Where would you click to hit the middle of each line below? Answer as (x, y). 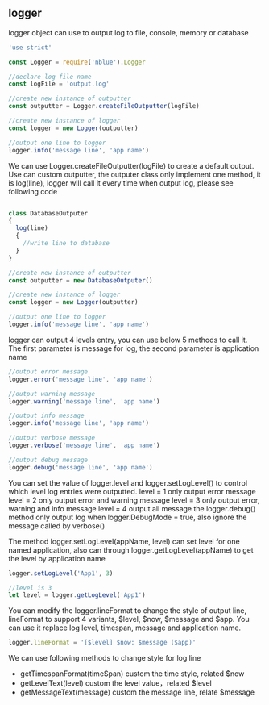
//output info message (46, 416)
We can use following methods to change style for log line (105, 658)
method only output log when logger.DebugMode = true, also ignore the (128, 517)
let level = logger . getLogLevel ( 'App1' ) (77, 595)
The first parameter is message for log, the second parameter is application (134, 348)
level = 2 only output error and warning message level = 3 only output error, (134, 500)
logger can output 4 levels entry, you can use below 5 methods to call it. (128, 340)
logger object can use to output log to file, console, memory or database (128, 32)
